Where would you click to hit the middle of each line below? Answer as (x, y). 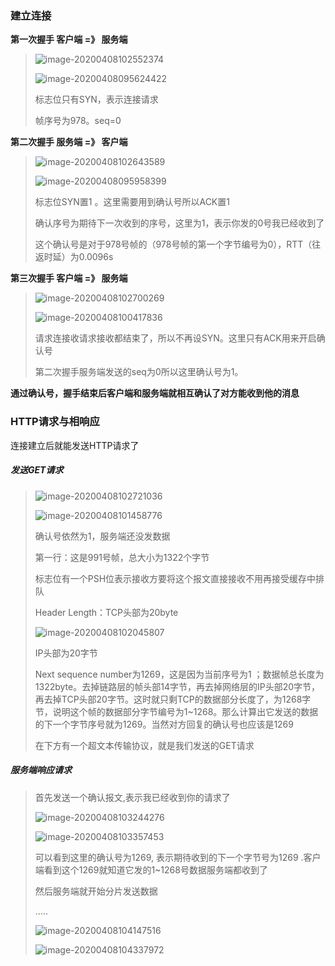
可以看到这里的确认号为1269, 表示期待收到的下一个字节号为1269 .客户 (178, 857)
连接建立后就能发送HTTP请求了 (75, 445)
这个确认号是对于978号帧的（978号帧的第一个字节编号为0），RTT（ (173, 244)
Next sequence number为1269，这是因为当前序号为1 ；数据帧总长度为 (179, 674)
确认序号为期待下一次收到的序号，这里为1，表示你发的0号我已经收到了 (179, 223)
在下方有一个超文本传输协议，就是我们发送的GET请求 (144, 745)
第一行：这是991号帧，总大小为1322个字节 (122, 557)
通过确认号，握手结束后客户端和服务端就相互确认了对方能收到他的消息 (155, 393)
